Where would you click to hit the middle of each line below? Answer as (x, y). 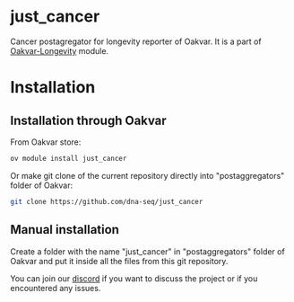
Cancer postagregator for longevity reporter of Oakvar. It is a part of (136, 41)
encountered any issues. (56, 288)
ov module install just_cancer (69, 158)
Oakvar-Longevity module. (60, 50)
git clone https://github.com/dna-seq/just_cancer (107, 201)
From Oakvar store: (46, 142)
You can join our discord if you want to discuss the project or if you (134, 278)
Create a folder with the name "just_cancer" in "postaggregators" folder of (147, 251)
